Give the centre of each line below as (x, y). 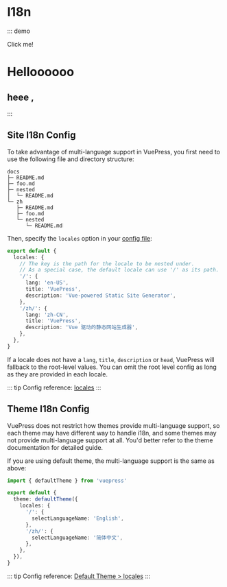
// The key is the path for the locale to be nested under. (107, 264)
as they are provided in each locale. (58, 374)
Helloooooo (40, 72)
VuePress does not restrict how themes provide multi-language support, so (113, 425)
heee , (21, 97)
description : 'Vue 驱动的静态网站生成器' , (82, 327)
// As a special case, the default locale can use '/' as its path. (119, 270)
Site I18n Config (42, 135)
